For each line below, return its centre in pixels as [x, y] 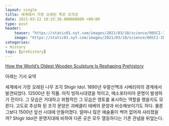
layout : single [21, 10]
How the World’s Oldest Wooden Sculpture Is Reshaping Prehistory [75, 66]
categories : [18, 42]
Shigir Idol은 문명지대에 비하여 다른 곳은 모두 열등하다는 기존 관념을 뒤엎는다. [88, 118]
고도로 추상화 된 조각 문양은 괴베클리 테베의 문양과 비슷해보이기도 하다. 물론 [90, 105]
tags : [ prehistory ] [26, 51]
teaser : [22, 33]
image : [21, 38]
